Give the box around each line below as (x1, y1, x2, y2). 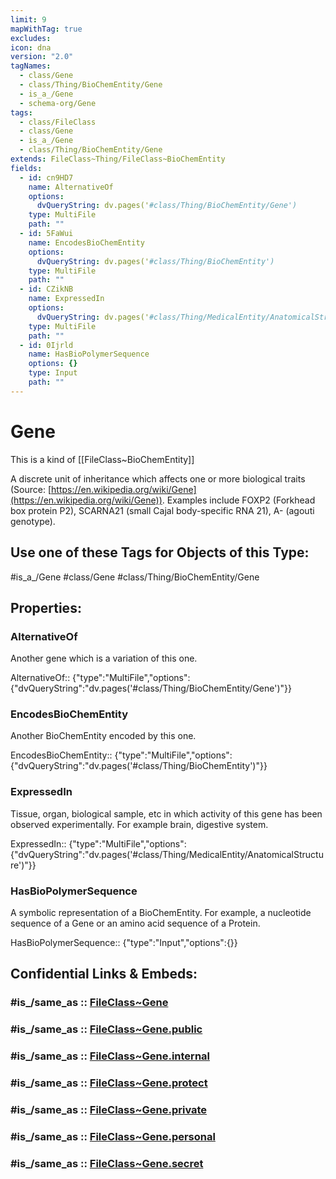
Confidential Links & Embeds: (10, 966, 198, 983)
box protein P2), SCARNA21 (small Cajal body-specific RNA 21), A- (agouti (10, 504, 315, 516)
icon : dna (10, 42, 52, 53)
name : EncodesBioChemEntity (28, 237, 145, 248)
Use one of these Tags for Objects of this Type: (10, 544, 310, 561)
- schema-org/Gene (19, 98, 97, 108)
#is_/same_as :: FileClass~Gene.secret (10, 1156, 204, 1170)
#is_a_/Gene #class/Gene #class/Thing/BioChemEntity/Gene (10, 571, 260, 583)
